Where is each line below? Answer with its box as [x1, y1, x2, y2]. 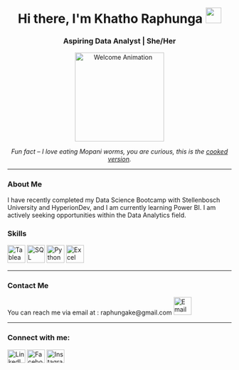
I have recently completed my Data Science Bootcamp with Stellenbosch [7, 196, 221, 204]
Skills [7, 228, 27, 238]
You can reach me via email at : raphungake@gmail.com [7, 308, 172, 317]
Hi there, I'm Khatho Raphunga [17, 11, 203, 27]
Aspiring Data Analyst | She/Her [63, 36, 176, 46]
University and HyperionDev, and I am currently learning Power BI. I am [7, 203, 216, 211]
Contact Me [7, 281, 49, 290]
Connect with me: [7, 333, 70, 343]
